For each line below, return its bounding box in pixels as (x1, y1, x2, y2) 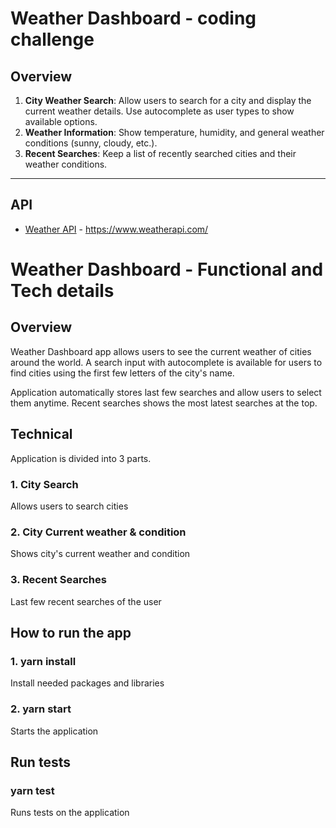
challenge (10, 28, 95, 51)
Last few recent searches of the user (10, 595, 162, 607)
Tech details (10, 280, 115, 302)
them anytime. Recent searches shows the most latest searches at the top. (10, 397, 318, 409)
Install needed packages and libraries (10, 677, 165, 689)
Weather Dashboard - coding (10, 7, 257, 30)
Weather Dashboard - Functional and (10, 258, 324, 281)
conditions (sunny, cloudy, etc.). (24, 137, 158, 149)
